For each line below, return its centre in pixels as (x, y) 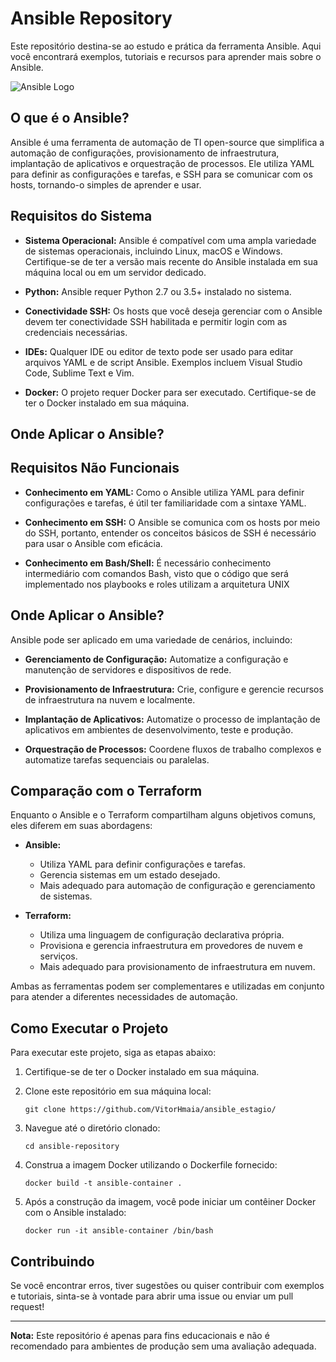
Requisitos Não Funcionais (95, 468)
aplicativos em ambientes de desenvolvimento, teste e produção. (159, 729)
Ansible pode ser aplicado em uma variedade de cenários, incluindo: (151, 639)
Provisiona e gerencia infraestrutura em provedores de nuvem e (171, 946)
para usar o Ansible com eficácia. (93, 543)
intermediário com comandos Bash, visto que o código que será (156, 573)
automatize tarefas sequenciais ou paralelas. (117, 759)
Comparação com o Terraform (106, 790)
